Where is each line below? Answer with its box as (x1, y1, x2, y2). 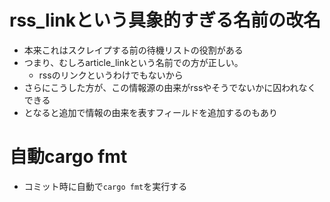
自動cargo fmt (9, 146, 128, 168)
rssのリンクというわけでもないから (38, 69, 184, 81)
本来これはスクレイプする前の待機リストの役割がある (23, 44, 244, 56)
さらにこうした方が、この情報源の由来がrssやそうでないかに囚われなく (23, 81, 317, 93)
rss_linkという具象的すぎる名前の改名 (9, 9, 321, 32)
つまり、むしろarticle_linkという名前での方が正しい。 (23, 56, 244, 68)
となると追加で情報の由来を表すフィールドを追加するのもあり (23, 106, 279, 118)
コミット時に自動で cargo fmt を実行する (23, 180, 188, 192)
